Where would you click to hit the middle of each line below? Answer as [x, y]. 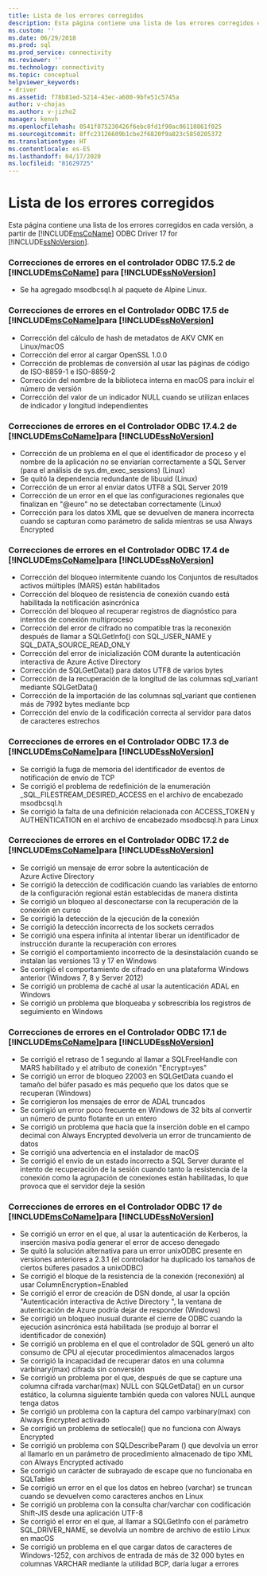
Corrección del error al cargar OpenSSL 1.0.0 [93, 354]
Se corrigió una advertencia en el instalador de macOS [109, 1153]
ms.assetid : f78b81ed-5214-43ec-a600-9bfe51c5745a [94, 97]
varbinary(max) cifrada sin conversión [82, 1369]
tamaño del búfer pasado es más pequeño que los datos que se [124, 1085]
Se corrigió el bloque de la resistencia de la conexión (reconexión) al [132, 1276]
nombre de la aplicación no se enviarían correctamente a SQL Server [133, 462]
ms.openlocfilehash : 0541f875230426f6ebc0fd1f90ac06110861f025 [115, 127]
